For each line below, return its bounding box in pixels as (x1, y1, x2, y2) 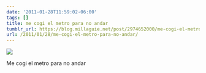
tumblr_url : (6, 26, 37, 32)
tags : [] (6, 15, 29, 21)
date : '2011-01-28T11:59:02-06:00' (6, 9, 97, 15)
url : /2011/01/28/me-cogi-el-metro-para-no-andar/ (6, 32, 139, 38)
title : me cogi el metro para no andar (6, 20, 109, 26)
